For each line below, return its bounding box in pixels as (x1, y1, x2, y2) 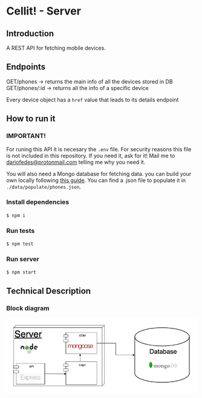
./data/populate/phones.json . (6, 183, 82, 190)
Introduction (6, 28, 54, 39)
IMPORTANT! (6, 132, 47, 140)
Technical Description (6, 285, 91, 296)
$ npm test (6, 241, 34, 247)
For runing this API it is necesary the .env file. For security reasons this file (6, 145, 192, 152)
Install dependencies (6, 198, 70, 206)
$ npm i (6, 212, 26, 218)
